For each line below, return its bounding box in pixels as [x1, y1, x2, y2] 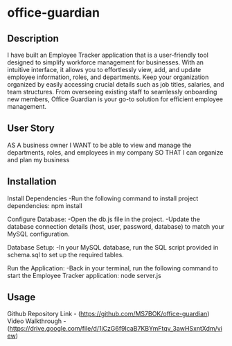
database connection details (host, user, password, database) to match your [7, 222, 225, 230]
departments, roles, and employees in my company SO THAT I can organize [7, 148, 224, 157]
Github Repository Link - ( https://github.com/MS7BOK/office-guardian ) [7, 310, 210, 318]
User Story [7, 123, 55, 135]
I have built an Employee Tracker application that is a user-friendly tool [7, 51, 209, 59]
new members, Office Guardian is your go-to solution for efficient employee [7, 95, 224, 103]
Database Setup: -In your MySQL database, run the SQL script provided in [7, 243, 219, 251]
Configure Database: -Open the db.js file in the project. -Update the [7, 215, 201, 223]
